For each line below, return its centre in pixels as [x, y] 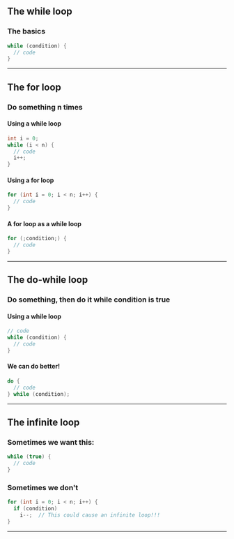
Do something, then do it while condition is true [89, 300]
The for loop [34, 87]
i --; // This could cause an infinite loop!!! [90, 515]
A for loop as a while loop [45, 223]
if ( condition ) [36, 509]
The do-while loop [48, 280]
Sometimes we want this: [51, 443]
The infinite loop [44, 423]
